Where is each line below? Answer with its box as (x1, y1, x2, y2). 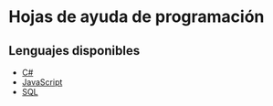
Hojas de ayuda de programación (8, 6, 265, 27)
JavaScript (21, 77, 63, 88)
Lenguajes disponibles (8, 43, 141, 58)
